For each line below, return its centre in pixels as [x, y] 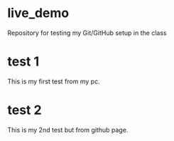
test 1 [23, 62]
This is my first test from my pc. [54, 81]
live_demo [38, 13]
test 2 [25, 110]
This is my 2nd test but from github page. [68, 130]
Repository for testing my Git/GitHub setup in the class [87, 33]
